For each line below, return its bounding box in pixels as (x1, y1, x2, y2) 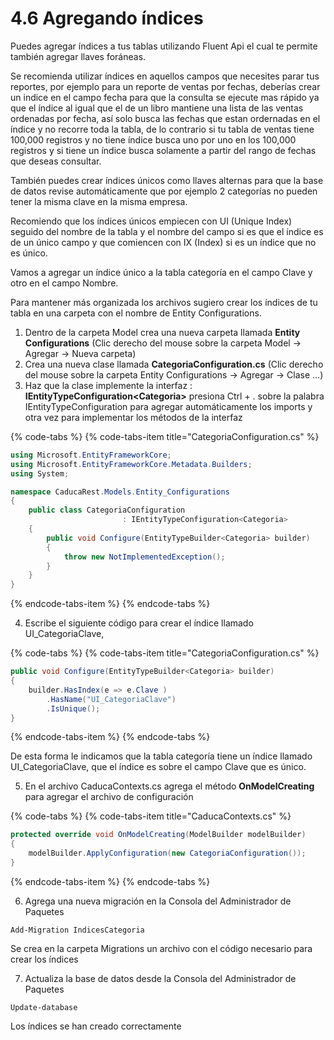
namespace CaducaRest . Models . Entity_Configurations (10, 487, 230, 497)
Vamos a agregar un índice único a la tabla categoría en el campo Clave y (10, 266, 313, 278)
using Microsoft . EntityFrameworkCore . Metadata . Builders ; (10, 459, 253, 469)
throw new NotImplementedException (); (63, 552, 226, 562)
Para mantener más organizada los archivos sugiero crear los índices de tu (10, 296, 318, 308)
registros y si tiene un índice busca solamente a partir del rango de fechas (10, 144, 317, 156)
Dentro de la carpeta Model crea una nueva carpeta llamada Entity (24, 326, 301, 338)
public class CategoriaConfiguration (28, 505, 186, 516)
